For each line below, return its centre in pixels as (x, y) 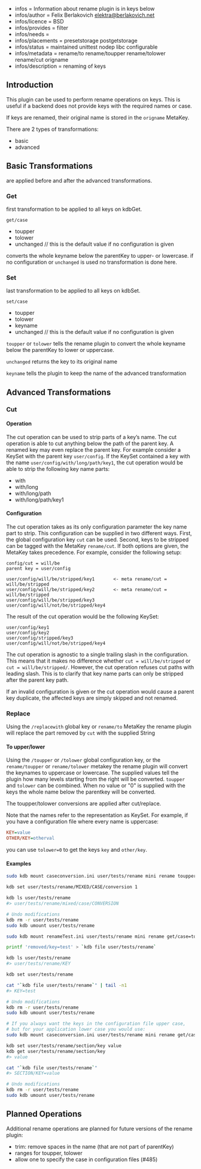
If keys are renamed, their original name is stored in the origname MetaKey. (98, 117)
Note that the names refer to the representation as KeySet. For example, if (97, 815)
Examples (19, 863)
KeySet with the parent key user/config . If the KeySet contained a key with (98, 456)
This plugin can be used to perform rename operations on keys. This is (93, 99)
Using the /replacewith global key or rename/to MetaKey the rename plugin (99, 727)
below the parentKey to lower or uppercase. (60, 350)
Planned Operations (44, 1114)
